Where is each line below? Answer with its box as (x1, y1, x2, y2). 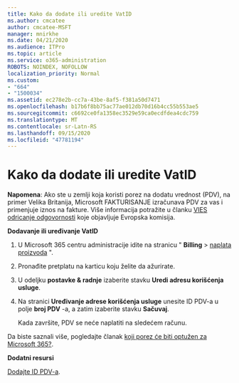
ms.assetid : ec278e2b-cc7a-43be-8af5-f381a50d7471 (7, 97, 161, 104)
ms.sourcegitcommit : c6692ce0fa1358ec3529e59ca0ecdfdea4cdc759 (7, 110, 199, 117)
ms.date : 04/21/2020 (7, 37, 69, 44)
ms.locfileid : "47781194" (7, 136, 84, 143)
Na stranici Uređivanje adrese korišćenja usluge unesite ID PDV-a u (17, 297, 219, 306)
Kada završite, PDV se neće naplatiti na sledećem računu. (17, 318, 187, 327)
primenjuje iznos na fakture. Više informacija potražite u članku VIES (7, 206, 208, 214)
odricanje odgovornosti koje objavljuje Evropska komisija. (7, 213, 176, 221)
